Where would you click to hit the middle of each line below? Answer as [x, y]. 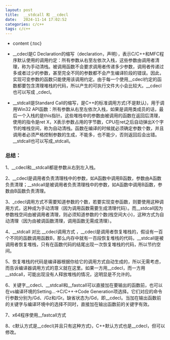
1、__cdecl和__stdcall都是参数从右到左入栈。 [52, 167]
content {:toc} [27, 43]
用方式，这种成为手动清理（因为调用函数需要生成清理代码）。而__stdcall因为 [84, 208]
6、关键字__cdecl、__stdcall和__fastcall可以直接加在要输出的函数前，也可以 [84, 285]
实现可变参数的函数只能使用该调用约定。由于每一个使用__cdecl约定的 [85, 79]
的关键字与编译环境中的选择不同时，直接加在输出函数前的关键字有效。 [79, 304]
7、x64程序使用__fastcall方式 [36, 315]
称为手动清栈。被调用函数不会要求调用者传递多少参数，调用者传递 [91, 67]
